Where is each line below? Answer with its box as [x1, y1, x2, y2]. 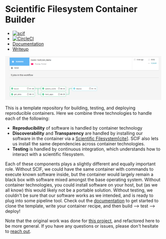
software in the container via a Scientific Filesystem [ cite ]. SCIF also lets [12, 136, 159, 142]
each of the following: [5, 115, 50, 122]
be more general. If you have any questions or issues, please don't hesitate [5, 223, 159, 229]
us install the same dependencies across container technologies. [12, 141, 145, 147]
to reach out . [5, 229, 31, 235]
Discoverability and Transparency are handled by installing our [12, 130, 143, 137]
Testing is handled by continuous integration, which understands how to [12, 146, 161, 152]
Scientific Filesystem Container [5, 3, 138, 15]
